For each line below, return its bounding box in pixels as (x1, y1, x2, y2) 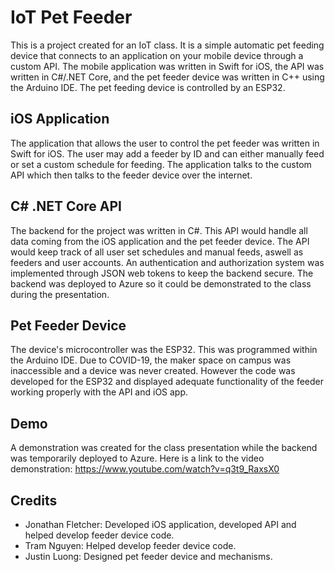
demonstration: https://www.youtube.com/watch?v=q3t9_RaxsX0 (10, 463, 280, 475)
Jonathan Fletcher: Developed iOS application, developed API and (24, 519, 297, 530)
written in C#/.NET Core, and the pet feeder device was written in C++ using (10, 71, 325, 83)
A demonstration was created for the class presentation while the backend (10, 442, 318, 454)
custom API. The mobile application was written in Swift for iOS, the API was (10, 60, 325, 72)
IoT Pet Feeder (10, 6, 133, 29)
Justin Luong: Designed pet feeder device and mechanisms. (24, 551, 273, 562)
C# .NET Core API (10, 198, 123, 215)
